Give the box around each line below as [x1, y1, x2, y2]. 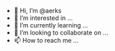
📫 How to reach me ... [13, 37, 79, 44]
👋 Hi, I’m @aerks [13, 7, 62, 14]
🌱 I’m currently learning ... [13, 21, 89, 29]
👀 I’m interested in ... [13, 14, 73, 22]
